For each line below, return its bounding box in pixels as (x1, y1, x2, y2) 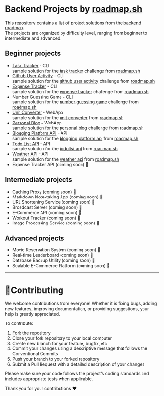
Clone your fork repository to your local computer (12, 335, 112, 341)
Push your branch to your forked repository (12, 356, 100, 362)
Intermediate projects (5, 175, 72, 184)
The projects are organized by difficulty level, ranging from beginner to (5, 30, 148, 36)
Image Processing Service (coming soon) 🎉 (12, 220, 100, 226)
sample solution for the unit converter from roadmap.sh (12, 114, 123, 121)
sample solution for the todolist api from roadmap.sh (12, 146, 118, 151)
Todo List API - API (12, 141, 50, 147)
